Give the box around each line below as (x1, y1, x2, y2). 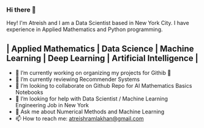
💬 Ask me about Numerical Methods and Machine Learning (15, 108, 165, 115)
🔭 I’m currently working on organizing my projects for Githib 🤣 (15, 69, 172, 77)
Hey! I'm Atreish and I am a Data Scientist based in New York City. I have (6, 20, 189, 27)
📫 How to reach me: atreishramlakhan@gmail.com (15, 115, 144, 123)
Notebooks (15, 88, 43, 96)
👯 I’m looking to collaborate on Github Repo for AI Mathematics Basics (15, 82, 192, 90)
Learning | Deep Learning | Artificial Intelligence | (6, 53, 198, 63)
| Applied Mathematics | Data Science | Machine (6, 43, 194, 54)
